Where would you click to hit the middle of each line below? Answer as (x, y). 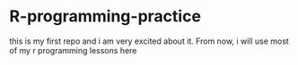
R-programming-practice (105, 16)
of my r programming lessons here (73, 50)
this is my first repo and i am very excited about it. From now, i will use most (149, 41)
